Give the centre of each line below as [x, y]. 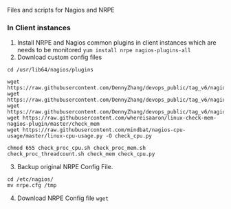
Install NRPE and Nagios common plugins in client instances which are [117, 43]
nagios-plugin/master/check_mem [53, 124]
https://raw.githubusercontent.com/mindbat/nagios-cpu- [104, 130]
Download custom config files [59, 57]
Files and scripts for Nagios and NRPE [61, 10]
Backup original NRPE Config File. [65, 167]
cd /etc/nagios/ [30, 179]
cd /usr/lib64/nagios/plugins [51, 70]
